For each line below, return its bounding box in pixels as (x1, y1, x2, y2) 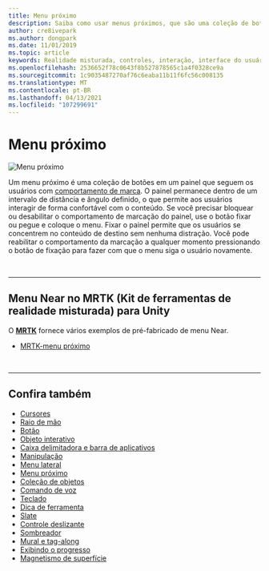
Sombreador (19, 528, 62, 537)
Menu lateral (19, 460, 62, 469)
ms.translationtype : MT (8, 78, 88, 86)
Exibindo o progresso (19, 545, 90, 554)
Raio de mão (19, 417, 62, 427)
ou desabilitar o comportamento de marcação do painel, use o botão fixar (8, 211, 251, 221)
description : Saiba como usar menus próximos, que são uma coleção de (8, 19, 249, 27)
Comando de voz (19, 485, 77, 495)
